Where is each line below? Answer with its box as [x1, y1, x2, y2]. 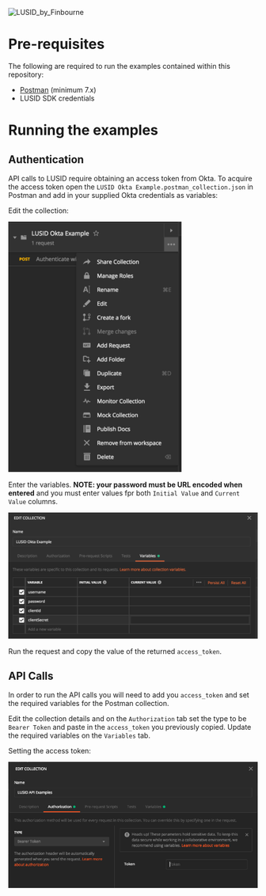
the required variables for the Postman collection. [8, 699, 169, 708]
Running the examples [8, 121, 158, 139]
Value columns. [8, 497, 58, 507]
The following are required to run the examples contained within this [8, 61, 231, 70]
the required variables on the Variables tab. [8, 731, 150, 740]
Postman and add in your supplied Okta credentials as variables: [8, 190, 218, 199]
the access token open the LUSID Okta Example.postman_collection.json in [8, 182, 253, 192]
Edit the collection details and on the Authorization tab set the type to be [8, 714, 247, 723]
